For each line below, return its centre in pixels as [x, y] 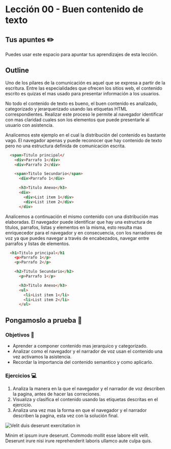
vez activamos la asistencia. [42, 357]
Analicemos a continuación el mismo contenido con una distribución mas [82, 216]
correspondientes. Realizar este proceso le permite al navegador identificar [84, 114]
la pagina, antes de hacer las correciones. [56, 394]
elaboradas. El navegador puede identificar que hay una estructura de [79, 222]
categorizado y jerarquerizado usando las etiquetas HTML [66, 109]
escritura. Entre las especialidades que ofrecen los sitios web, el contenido [84, 88]
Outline [17, 71]
